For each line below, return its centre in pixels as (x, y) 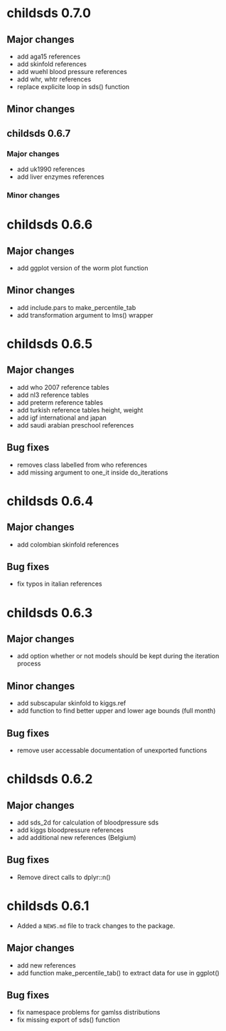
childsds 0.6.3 (50, 612)
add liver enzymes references (60, 177)
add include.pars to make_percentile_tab (76, 307)
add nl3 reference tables (53, 395)
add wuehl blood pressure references (72, 72)
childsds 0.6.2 (50, 779)
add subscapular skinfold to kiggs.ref (71, 703)
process (29, 663)
